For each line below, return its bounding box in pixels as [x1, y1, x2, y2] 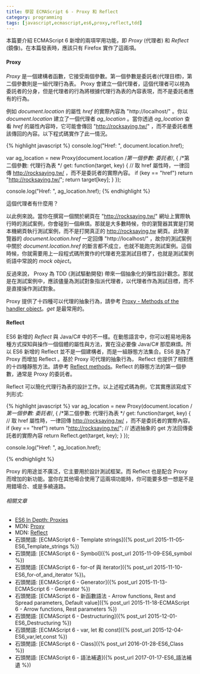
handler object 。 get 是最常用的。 [6, 305, 88, 312]
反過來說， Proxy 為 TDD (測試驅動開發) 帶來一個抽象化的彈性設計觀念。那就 [6, 270, 193, 277]
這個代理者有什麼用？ [6, 199, 58, 207]
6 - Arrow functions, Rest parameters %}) [14, 605, 117, 613]
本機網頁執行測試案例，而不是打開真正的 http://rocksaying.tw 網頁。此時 [6, 227, 184, 235]
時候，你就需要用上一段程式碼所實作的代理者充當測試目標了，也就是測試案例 [6, 250, 194, 257]
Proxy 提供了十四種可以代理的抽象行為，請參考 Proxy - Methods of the [6, 297, 179, 304]
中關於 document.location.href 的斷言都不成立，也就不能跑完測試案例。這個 [6, 242, 192, 250]
